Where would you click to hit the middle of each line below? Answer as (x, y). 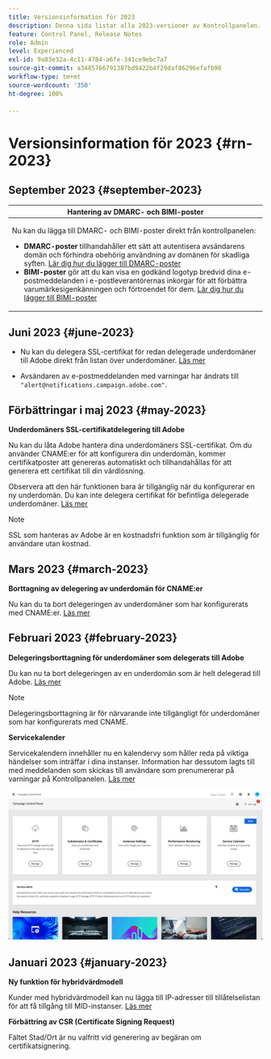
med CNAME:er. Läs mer (49, 613)
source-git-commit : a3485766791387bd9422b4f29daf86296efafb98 (115, 69)
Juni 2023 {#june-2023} (71, 332)
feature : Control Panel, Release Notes (75, 34)
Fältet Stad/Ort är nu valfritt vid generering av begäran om (105, 1037)
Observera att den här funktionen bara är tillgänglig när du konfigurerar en (132, 487)
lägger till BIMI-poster (60, 298)
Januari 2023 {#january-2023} (88, 962)
